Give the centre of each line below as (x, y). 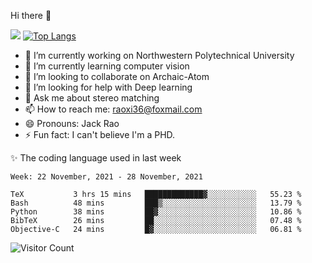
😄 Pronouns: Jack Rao (72, 123)
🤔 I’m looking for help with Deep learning (108, 87)
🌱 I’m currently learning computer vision (107, 66)
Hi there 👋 (31, 15)
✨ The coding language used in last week (96, 158)
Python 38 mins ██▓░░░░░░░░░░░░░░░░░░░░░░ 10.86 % (156, 212)
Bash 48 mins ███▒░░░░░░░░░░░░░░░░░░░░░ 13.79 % (156, 203)
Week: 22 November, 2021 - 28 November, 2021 (106, 177)
